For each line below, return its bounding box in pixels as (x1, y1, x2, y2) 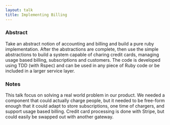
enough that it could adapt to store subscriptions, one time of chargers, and (5, 103, 165, 109)
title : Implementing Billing (5, 12, 67, 17)
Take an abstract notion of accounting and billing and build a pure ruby (5, 40, 154, 46)
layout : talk (5, 7, 33, 13)
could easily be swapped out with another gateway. (5, 114, 114, 120)
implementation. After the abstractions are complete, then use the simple (5, 46, 159, 52)
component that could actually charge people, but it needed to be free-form (5, 97, 165, 104)
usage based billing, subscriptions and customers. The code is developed (5, 57, 161, 63)
